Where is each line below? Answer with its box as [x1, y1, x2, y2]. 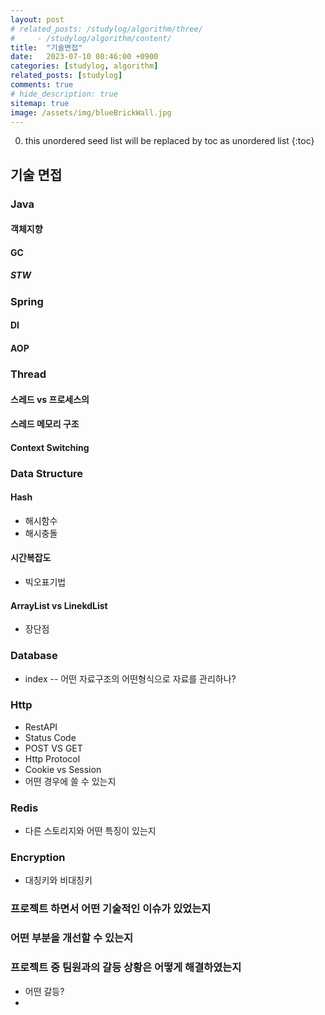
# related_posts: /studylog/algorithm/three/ [10, 24, 203, 34]
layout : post [10, 14, 65, 25]
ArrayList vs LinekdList [10, 599, 108, 611]
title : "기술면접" [10, 42, 83, 53]
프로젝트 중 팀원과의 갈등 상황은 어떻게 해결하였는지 [10, 961, 242, 975]
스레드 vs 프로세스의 [10, 393, 90, 405]
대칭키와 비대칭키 [24, 874, 93, 886]
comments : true [10, 80, 74, 90]
